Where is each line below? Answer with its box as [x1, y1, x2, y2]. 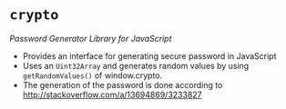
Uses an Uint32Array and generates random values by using [22, 60, 250, 71]
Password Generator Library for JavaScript [9, 33, 172, 44]
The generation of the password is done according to [22, 79, 223, 90]
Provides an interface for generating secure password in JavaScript [22, 50, 277, 61]
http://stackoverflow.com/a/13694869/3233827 [22, 89, 202, 100]
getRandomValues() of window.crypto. [22, 70, 163, 81]
